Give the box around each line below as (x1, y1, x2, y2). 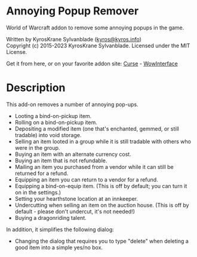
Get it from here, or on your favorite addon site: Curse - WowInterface (6, 60, 178, 67)
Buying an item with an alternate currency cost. (14, 150, 131, 158)
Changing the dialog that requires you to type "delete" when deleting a (14, 237, 189, 244)
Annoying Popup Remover (6, 4, 139, 18)
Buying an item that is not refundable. (14, 157, 107, 164)
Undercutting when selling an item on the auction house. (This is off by (14, 201, 189, 208)
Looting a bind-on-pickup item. (14, 112, 92, 119)
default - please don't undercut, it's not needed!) (14, 208, 136, 215)
